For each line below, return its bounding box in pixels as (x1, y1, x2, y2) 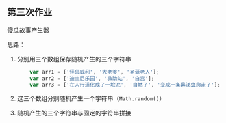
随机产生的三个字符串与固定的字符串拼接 (16, 109, 131, 118)
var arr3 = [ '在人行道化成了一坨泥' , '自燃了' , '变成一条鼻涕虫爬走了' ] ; (29, 81, 221, 88)
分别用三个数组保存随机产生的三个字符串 (16, 55, 131, 63)
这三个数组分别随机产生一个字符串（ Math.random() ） (16, 94, 166, 102)
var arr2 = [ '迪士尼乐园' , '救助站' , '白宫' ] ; (29, 74, 155, 82)
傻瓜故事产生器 (7, 26, 49, 34)
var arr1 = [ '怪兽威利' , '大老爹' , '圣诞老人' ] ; (29, 68, 160, 75)
